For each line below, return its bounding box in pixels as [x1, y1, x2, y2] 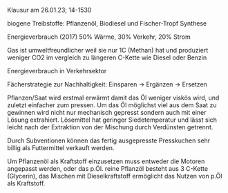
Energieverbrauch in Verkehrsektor [7, 67, 107, 75]
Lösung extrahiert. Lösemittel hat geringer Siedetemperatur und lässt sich [7, 116, 218, 124]
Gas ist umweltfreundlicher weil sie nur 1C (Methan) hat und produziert [7, 46, 209, 54]
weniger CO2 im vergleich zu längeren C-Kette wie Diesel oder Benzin [7, 53, 207, 62]
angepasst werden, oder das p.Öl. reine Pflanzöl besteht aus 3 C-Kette [7, 165, 209, 172]
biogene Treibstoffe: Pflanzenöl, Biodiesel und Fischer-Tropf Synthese [7, 19, 207, 27]
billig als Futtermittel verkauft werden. [7, 144, 115, 151]
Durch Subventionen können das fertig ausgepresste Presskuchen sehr [7, 136, 211, 145]
